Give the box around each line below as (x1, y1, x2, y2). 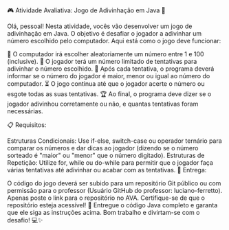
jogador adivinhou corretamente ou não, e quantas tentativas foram (7, 100, 199, 108)
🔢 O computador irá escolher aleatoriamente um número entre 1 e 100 (7, 50, 204, 58)
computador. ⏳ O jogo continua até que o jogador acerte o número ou (7, 80, 205, 88)
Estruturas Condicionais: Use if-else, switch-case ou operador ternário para (7, 137, 222, 145)
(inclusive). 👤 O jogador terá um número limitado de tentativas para (7, 58, 197, 65)
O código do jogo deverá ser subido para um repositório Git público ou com (7, 179, 221, 187)
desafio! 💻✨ (7, 216, 43, 224)
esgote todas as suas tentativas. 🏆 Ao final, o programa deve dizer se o (7, 90, 212, 98)
